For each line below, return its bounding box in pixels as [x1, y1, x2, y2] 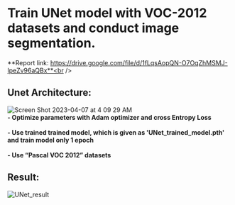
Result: [7, 172, 40, 184]
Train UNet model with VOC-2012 [7, 5, 207, 21]
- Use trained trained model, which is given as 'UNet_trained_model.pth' [7, 128, 225, 136]
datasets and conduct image [7, 20, 180, 36]
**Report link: [7, 58, 49, 67]
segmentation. [7, 35, 96, 51]
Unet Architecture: [7, 87, 92, 99]
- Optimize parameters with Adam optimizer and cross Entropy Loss [7, 113, 212, 121]
